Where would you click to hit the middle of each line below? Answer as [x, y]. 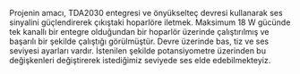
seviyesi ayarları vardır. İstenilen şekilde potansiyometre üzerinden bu [138, 51]
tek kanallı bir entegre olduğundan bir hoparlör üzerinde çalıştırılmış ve [140, 32]
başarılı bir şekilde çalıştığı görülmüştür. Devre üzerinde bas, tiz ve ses [139, 41]
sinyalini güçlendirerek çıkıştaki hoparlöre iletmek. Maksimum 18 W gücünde [150, 22]
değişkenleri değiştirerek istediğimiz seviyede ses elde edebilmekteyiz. [140, 60]
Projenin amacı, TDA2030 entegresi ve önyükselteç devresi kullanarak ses [146, 13]
